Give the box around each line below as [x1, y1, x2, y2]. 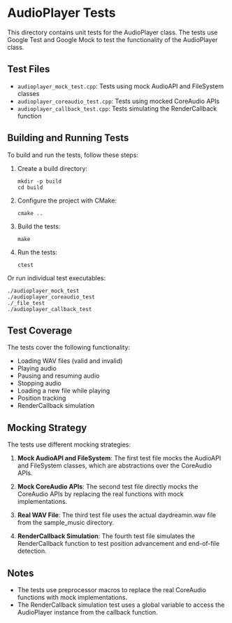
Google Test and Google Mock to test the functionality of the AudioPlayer [7, 35, 218, 43]
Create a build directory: [17, 164, 88, 172]
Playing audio [17, 364, 57, 373]
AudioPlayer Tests [7, 5, 116, 21]
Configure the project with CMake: [17, 196, 117, 205]
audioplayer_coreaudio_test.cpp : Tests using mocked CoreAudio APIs [17, 97, 220, 105]
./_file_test [7, 299, 45, 306]
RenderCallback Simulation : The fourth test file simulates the [17, 532, 196, 540]
